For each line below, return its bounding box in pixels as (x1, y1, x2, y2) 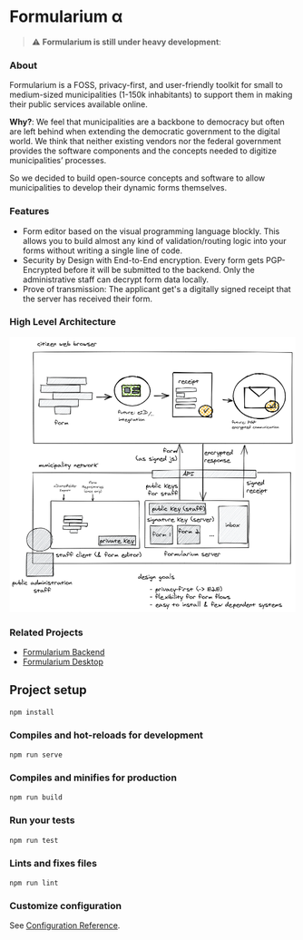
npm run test (9, 836, 59, 845)
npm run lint (9, 878, 59, 888)
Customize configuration (9, 899, 122, 912)
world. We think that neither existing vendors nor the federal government (9, 136, 281, 147)
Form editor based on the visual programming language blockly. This (22, 225, 280, 237)
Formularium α (9, 6, 123, 27)
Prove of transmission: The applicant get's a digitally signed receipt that (22, 283, 292, 294)
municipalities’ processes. (9, 155, 107, 166)
